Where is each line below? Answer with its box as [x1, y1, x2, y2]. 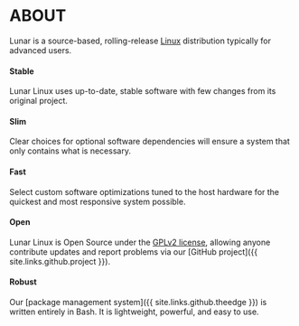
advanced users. [9, 44, 72, 55]
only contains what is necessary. [9, 145, 131, 156]
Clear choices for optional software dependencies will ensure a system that [9, 136, 291, 147]
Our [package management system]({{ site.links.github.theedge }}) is [9, 296, 267, 307]
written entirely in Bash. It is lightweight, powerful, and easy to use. [9, 306, 259, 317]
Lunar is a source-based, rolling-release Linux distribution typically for [9, 35, 271, 46]
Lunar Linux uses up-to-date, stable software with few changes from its [9, 86, 276, 97]
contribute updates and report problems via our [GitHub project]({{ [9, 246, 258, 257]
